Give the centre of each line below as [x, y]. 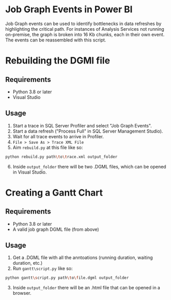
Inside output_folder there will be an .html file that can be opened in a [86, 288]
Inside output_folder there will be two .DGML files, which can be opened [89, 166]
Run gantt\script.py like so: [43, 269]
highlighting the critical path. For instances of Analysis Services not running [85, 29]
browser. [22, 293]
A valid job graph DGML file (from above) [56, 229]
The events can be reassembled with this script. [56, 40]
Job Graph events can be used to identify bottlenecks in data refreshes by [83, 24]
